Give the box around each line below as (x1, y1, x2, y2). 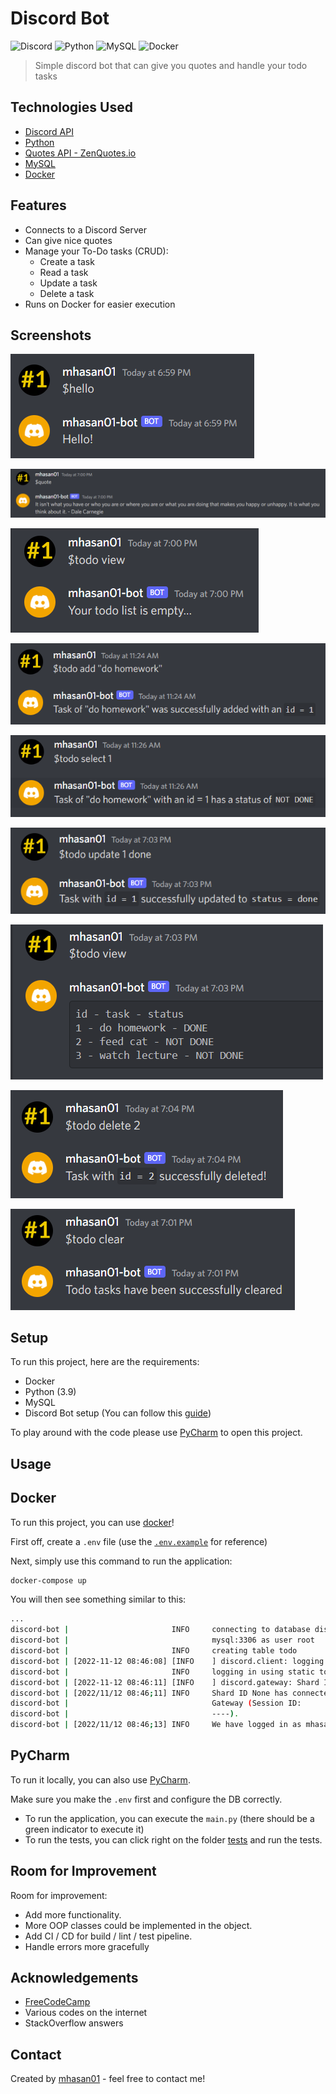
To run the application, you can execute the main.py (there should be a (24, 1812, 315, 1824)
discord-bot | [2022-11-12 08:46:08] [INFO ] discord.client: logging (10, 1656, 325, 1666)
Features (10, 197, 67, 214)
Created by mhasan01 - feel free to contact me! (10, 2073, 206, 2085)
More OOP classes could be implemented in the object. (24, 1919, 253, 1931)
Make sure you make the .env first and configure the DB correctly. (10, 1793, 283, 1805)
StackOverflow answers (24, 2017, 124, 2029)
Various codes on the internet (24, 2007, 148, 2019)
